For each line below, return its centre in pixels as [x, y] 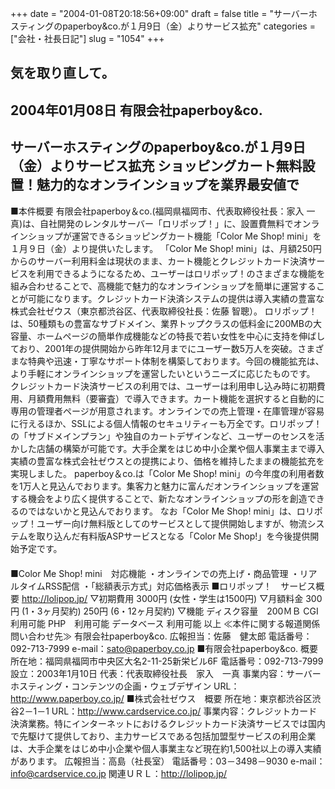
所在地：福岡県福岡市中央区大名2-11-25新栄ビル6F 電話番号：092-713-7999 [167, 661]
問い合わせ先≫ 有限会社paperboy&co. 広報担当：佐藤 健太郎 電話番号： [161, 636]
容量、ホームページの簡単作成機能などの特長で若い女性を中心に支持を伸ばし [168, 336]
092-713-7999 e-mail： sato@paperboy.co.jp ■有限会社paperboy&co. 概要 [164, 648]
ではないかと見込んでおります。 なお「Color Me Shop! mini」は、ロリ [171, 511]
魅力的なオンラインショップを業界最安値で [168, 185]
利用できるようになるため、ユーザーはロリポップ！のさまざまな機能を [181, 273]
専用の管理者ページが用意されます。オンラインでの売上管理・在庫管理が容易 [167, 411]
